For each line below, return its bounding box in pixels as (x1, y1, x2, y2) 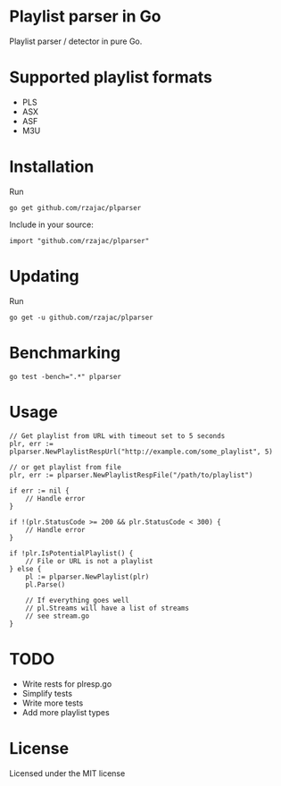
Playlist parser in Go (9, 6, 161, 27)
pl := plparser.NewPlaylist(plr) (25, 572, 150, 581)
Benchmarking (9, 342, 121, 363)
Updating (9, 266, 80, 286)
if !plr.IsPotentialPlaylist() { (9, 548, 134, 558)
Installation (9, 156, 95, 177)
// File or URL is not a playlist (25, 556, 153, 565)
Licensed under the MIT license (9, 767, 126, 779)
